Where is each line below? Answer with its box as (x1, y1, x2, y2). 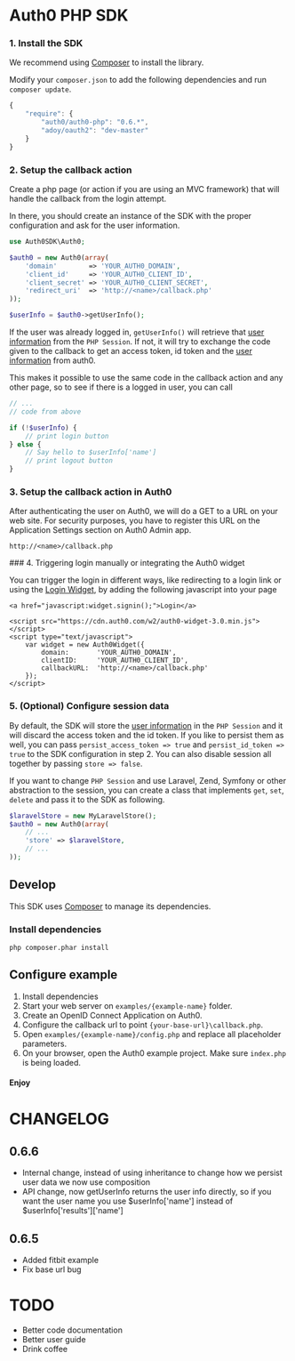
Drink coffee (21, 1344, 68, 1355)
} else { (9, 439, 42, 449)
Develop (9, 877, 56, 892)
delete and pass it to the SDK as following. (9, 793, 165, 805)
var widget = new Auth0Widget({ (25, 640, 145, 649)
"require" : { (25, 109, 74, 118)
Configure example (9, 967, 118, 983)
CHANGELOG (9, 1108, 109, 1129)
